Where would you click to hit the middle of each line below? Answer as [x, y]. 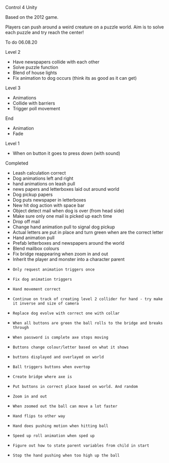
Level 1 [12, 143]
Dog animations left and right [43, 178]
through [21, 327]
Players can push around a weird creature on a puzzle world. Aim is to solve [84, 27]
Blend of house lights [35, 73]
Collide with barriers [34, 103]
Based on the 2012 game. [32, 17]
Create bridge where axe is [42, 377]
